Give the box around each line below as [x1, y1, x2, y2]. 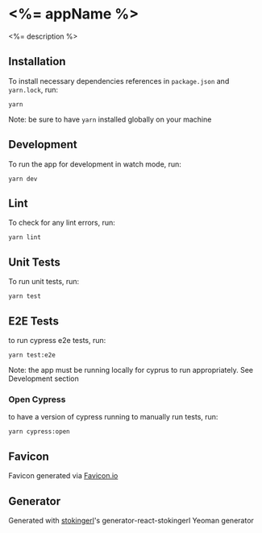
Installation [8, 55, 66, 68]
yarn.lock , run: [8, 85, 59, 94]
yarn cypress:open [8, 428, 70, 436]
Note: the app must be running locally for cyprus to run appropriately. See [8, 366, 254, 374]
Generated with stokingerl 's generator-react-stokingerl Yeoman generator [8, 515, 254, 525]
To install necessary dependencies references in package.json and [8, 76, 230, 85]
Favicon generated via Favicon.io [8, 471, 119, 481]
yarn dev [8, 175, 38, 183]
